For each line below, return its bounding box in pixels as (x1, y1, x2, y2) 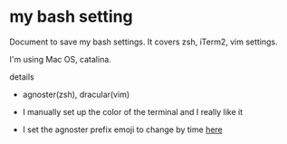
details (9, 71, 34, 82)
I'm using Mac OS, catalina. (9, 53, 111, 64)
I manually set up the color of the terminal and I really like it (22, 106, 243, 117)
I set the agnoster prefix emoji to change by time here (22, 124, 224, 135)
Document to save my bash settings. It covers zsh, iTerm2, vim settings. (9, 36, 278, 47)
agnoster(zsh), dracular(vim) (22, 89, 129, 100)
